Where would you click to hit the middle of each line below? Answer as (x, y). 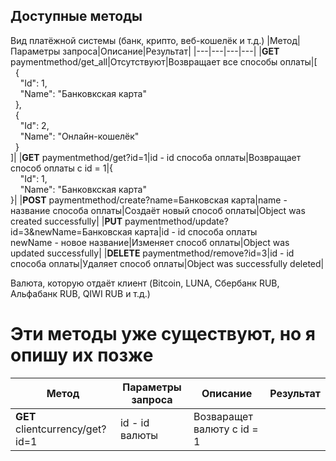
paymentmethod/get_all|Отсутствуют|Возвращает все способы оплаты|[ (164, 61)
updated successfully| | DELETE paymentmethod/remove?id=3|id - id (152, 253)
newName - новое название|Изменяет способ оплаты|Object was (150, 242)
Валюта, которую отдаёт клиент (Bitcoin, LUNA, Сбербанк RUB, (145, 283)
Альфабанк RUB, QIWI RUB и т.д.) (80, 293)
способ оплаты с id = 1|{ (62, 168)
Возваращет (223, 416)
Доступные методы (76, 16)
